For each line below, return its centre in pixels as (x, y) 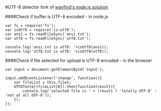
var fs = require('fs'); (30, 26)
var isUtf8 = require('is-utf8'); (40, 30)
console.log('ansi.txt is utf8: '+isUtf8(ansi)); (57, 47)
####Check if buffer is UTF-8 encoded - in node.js (57, 16)
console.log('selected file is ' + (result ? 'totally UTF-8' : (90, 91)
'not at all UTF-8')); (28, 95)
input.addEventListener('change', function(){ (54, 78)
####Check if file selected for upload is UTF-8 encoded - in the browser (79, 60)
